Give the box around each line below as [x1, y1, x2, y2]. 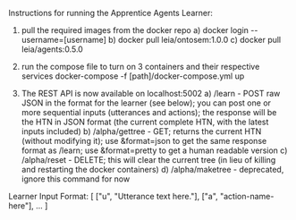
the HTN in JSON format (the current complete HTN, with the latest [21, 116, 269, 127]
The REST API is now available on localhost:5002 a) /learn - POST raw [21, 89, 281, 98]
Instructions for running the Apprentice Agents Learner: [8, 8, 214, 18]
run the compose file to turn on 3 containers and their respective [21, 62, 260, 72]
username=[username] [21, 35, 106, 45]
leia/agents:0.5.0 [21, 44, 84, 55]
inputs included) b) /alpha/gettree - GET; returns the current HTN [21, 126, 262, 137]
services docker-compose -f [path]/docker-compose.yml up [21, 71, 245, 81]
